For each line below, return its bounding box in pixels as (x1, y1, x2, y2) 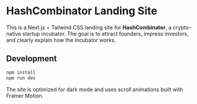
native (6, 30, 21, 37)
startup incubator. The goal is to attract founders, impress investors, (22, 30, 189, 37)
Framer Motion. (6, 92, 44, 99)
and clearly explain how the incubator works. (6, 36, 116, 43)
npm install (6, 70, 36, 75)
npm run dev (6, 75, 36, 81)
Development (6, 53, 58, 64)
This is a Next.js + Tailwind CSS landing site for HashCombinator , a (6, 24, 172, 31)
